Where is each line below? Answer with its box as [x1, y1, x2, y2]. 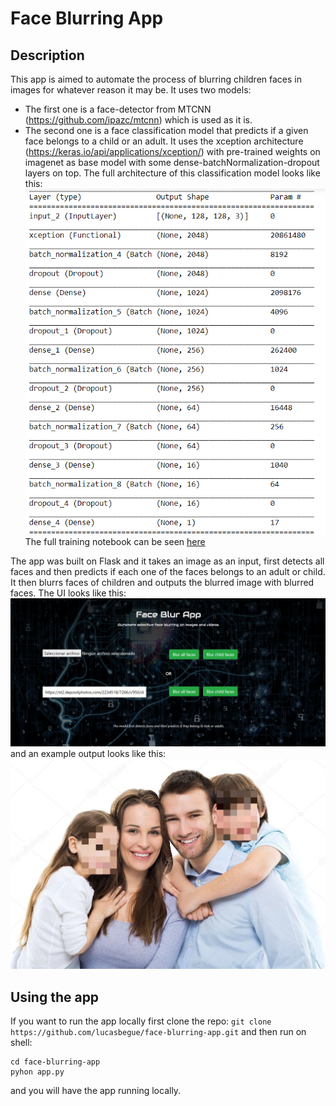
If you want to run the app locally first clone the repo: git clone [10, 1015, 272, 1027]
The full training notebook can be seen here [24, 536, 206, 548]
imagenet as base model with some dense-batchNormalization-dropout [24, 157, 320, 168]
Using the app [10, 988, 100, 1006]
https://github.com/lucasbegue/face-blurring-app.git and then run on [10, 1026, 307, 1038]
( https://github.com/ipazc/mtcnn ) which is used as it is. [24, 114, 253, 126]
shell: [10, 1037, 33, 1049]
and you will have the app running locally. [10, 1085, 182, 1097]
